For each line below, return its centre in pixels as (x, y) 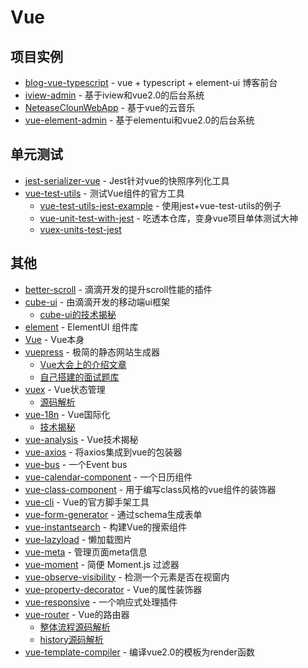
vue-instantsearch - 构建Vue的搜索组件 (106, 527)
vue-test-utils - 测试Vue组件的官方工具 (104, 193)
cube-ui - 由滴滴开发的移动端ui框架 (97, 302)
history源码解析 (71, 639)
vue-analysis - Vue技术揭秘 (81, 439)
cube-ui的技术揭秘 (78, 314)
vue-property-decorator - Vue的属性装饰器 (113, 589)
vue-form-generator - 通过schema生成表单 (113, 514)
